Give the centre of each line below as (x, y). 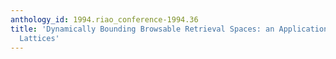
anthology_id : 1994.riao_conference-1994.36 (104, 19)
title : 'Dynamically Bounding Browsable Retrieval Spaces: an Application (169, 29)
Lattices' (39, 38)
